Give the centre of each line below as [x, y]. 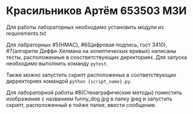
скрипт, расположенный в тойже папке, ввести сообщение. [81, 105]
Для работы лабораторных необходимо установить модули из [85, 27]
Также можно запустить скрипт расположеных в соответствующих [91, 75]
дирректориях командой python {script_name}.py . [69, 81]
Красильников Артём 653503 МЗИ [96, 11]
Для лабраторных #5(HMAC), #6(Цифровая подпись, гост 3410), [87, 45]
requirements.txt [26, 33]
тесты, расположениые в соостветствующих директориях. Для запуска [96, 57]
